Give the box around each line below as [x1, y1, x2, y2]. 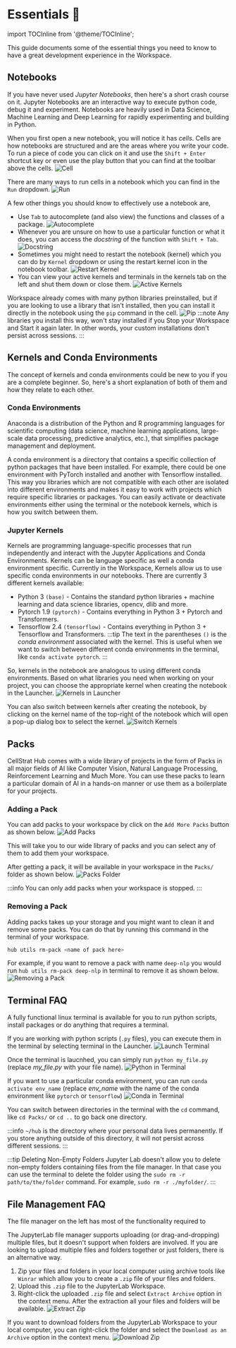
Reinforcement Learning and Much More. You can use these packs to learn [7, 771, 225, 780]
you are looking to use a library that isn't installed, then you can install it [7, 301, 216, 309]
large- [201, 427, 220, 435]
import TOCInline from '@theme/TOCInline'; [7, 30, 135, 38]
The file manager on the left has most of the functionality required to [7, 1217, 206, 1226]
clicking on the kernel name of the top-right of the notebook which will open [7, 710, 229, 719]
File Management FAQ [7, 1198, 106, 1210]
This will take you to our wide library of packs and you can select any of [7, 842, 216, 850]
